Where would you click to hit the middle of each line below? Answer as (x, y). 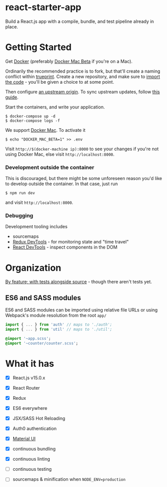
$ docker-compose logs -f (32, 121)
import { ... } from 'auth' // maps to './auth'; (59, 325)
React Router (26, 388)
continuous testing (32, 469)
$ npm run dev (20, 193)
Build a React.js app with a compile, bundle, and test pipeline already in (80, 21)
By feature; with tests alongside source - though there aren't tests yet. (79, 282)
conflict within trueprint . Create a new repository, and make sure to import (83, 76)
